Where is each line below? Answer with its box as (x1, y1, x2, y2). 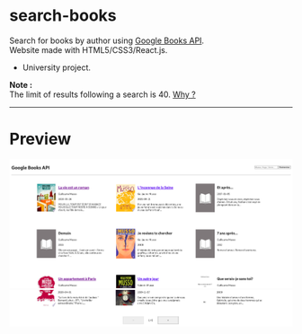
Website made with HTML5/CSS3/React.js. (9, 44, 168, 55)
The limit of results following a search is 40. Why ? (9, 89, 196, 100)
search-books (9, 5, 117, 26)
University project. (22, 62, 92, 73)
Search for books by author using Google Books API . (9, 35, 205, 46)
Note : (9, 79, 33, 90)
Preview (9, 129, 72, 149)
